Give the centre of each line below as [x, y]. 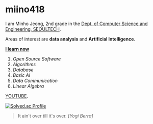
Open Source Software [37, 59]
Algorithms [24, 64]
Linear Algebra [28, 86]
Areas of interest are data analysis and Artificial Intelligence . [70, 39]
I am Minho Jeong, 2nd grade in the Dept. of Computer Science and [76, 24]
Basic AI [21, 75]
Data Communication [35, 80]
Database [23, 70]
